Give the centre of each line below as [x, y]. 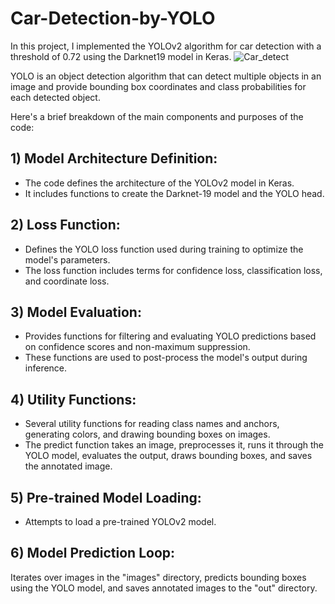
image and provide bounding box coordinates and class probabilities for [158, 86]
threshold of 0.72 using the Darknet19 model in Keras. [121, 56]
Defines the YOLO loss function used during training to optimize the [164, 249]
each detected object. [55, 97]
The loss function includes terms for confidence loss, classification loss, [173, 270]
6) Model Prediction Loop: [93, 553]
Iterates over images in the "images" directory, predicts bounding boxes [158, 577]
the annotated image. [68, 466]
